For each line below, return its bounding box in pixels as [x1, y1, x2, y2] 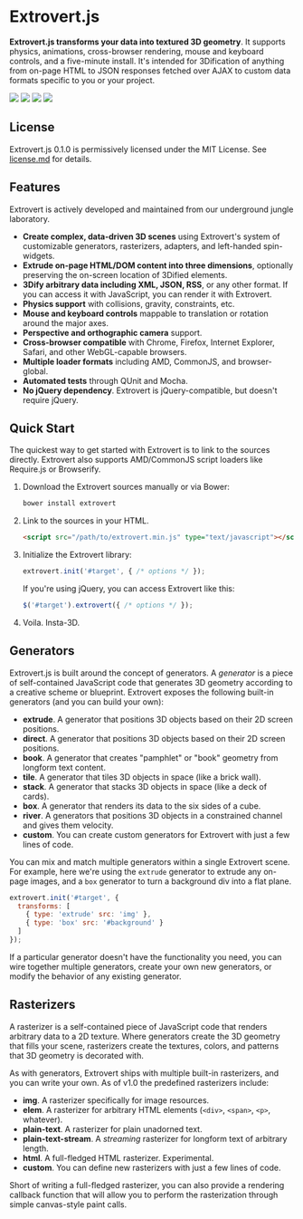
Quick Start [9, 420, 75, 436]
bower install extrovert [22, 499, 117, 508]
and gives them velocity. [22, 820, 114, 830]
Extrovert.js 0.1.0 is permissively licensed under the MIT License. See [9, 143, 267, 155]
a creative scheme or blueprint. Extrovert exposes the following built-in [9, 686, 274, 697]
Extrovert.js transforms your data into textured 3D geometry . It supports [9, 36, 287, 47]
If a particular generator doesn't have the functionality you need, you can [9, 951, 282, 962]
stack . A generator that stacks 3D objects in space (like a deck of [22, 781, 268, 792]
